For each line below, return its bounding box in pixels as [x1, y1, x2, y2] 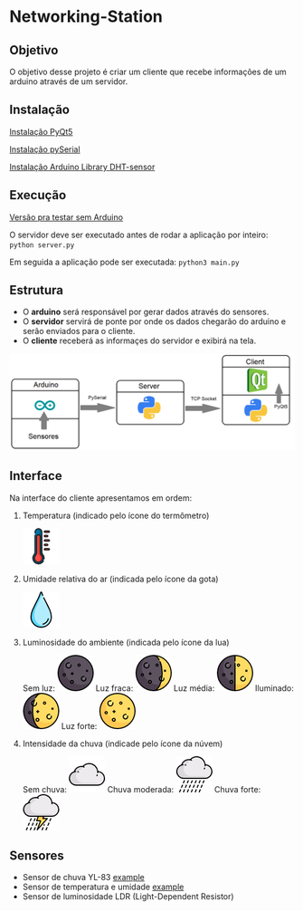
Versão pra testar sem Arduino [9, 211, 124, 223]
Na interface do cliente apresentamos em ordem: [9, 492, 193, 503]
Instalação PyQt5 [9, 126, 73, 137]
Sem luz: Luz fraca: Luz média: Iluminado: [22, 682, 294, 694]
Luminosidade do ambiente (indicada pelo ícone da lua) [22, 637, 230, 647]
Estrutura [9, 283, 64, 298]
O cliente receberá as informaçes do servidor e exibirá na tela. [22, 335, 257, 346]
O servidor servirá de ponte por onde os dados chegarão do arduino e [22, 316, 287, 327]
